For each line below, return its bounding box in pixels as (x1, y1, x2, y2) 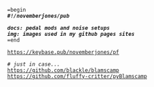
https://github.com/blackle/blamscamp (7, 67, 119, 74)
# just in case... (7, 61, 60, 68)
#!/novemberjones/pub (7, 12, 70, 19)
